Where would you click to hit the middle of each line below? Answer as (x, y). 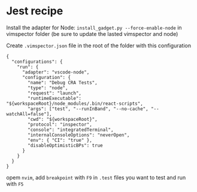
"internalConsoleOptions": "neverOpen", (79, 135)
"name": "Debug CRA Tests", (63, 83)
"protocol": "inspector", (60, 124)
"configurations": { (37, 62)
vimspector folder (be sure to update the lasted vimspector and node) (92, 33)
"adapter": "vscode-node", (56, 72)
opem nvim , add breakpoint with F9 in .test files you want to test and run (96, 177)
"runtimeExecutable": (55, 98)
